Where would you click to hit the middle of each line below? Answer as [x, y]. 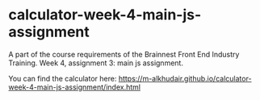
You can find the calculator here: [63, 78]
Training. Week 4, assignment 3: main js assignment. [96, 63]
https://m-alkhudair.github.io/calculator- [185, 78]
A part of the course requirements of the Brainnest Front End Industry [124, 54]
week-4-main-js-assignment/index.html [75, 87]
